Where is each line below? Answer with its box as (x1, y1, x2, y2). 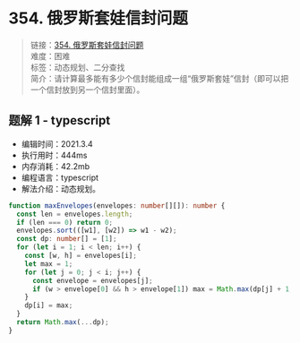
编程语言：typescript (21, 172, 99, 183)
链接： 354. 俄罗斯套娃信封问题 (30, 39, 144, 50)
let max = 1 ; (24, 259, 73, 269)
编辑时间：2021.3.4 (21, 138, 93, 149)
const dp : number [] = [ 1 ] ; (16, 235, 117, 244)
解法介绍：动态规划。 (21, 183, 100, 193)
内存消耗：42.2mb (21, 160, 90, 171)
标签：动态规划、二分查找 (30, 62, 125, 73)
